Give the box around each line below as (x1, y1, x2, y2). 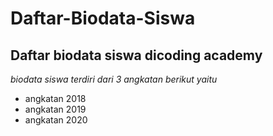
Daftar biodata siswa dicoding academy (10, 47, 263, 64)
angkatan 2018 (24, 93, 87, 104)
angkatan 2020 (24, 114, 88, 126)
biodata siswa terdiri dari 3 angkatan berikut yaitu (10, 73, 218, 85)
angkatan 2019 (24, 103, 87, 115)
